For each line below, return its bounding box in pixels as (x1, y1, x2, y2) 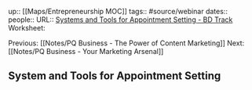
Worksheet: (8, 23, 46, 32)
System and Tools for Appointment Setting (8, 70, 221, 83)
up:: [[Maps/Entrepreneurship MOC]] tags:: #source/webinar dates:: (8, 7, 228, 16)
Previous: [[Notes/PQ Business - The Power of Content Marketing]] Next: (8, 38, 245, 48)
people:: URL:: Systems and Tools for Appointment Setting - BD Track (8, 15, 233, 24)
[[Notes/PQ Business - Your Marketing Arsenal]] (8, 47, 164, 56)
